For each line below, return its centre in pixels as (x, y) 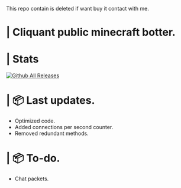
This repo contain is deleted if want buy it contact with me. (78, 9)
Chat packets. (32, 179)
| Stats (22, 59)
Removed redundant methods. (51, 133)
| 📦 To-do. (33, 158)
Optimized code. (35, 121)
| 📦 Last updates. (51, 100)
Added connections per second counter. (64, 127)
